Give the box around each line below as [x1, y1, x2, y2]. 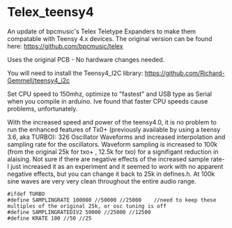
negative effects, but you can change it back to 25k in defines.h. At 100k [7, 170, 215, 178]
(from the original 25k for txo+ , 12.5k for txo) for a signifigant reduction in [7, 147, 219, 156]
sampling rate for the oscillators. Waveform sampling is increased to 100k [7, 140, 218, 148]
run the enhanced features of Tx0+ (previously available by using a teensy [7, 125, 221, 133]
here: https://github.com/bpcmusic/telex [7, 42, 123, 50]
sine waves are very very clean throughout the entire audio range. [7, 177, 196, 185]
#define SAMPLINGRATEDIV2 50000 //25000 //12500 [7, 209, 151, 215]
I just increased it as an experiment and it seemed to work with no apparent [7, 162, 224, 170]
